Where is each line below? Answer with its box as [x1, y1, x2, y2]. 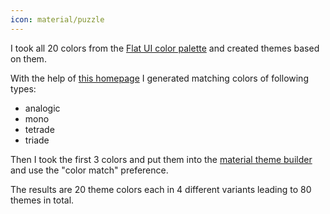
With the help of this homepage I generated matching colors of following [10, 72, 309, 84]
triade [24, 134, 50, 146]
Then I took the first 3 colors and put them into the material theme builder [10, 153, 313, 165]
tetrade [24, 123, 55, 135]
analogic [24, 102, 61, 114]
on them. [10, 52, 47, 65]
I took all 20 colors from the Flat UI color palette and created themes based [10, 42, 320, 54]
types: [10, 82, 37, 95]
